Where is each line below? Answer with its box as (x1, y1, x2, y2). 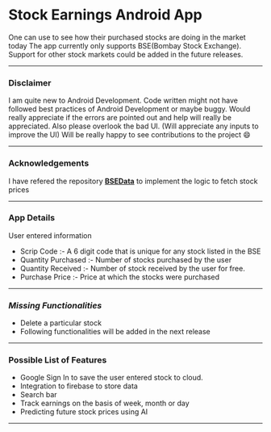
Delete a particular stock (19, 318, 102, 328)
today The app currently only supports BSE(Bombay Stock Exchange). (8, 40, 242, 50)
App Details (8, 212, 55, 224)
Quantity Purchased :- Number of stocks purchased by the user (19, 254, 232, 264)
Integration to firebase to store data (19, 381, 139, 391)
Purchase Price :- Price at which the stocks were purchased (19, 272, 220, 282)
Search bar (19, 390, 58, 400)
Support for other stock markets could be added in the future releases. (8, 49, 244, 59)
